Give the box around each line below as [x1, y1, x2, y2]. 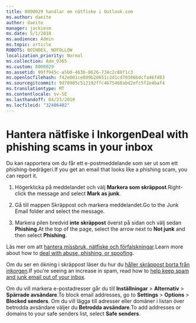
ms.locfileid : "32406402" [6, 102, 70, 108]
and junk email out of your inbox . [6, 273, 86, 281]
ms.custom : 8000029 [6, 63, 54, 70]
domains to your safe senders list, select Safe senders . [6, 310, 141, 317]
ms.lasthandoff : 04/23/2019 [6, 96, 76, 102]
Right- [168, 184, 183, 191]
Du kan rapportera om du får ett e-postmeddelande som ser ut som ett [6, 160, 178, 167]
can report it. [6, 172, 38, 179]
